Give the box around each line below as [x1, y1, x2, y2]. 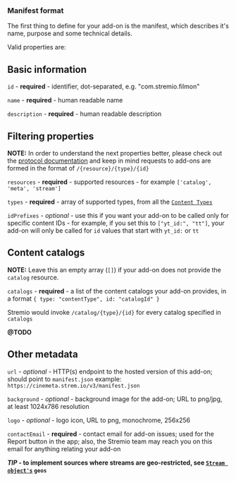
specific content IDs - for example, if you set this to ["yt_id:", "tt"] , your [7, 219, 225, 227]
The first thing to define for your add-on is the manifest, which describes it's [7, 22, 229, 30]
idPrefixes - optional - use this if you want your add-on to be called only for [7, 211, 229, 219]
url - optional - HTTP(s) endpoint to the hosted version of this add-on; [7, 367, 213, 376]
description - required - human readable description [7, 110, 162, 118]
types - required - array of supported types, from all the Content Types [7, 197, 213, 206]
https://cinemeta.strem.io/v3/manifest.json [7, 382, 140, 389]
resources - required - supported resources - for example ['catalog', [7, 178, 212, 186]
